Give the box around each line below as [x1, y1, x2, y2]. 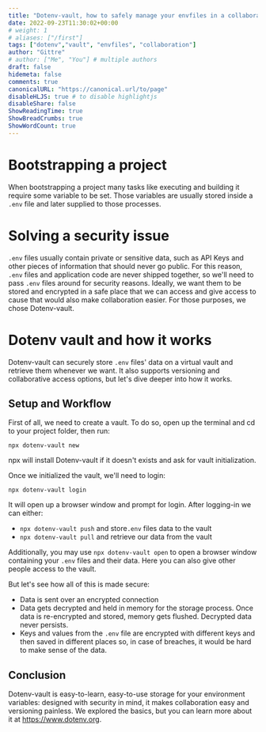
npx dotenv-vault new [8, 442, 80, 449]
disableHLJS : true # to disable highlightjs [8, 93, 158, 101]
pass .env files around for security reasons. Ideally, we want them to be [8, 278, 241, 287]
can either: [8, 508, 44, 518]
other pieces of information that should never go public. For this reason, [8, 261, 243, 271]
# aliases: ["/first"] [8, 33, 83, 42]
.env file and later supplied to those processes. [8, 199, 161, 208]
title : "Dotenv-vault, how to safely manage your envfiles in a [8, 11, 225, 20]
